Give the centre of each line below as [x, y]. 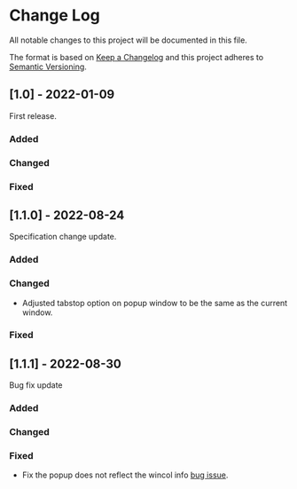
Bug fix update [36, 385]
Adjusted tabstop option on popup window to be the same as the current [155, 303]
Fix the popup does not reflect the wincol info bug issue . [125, 475]
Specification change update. [63, 237]
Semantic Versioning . [48, 67]
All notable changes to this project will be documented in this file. [129, 40]
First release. [33, 115]
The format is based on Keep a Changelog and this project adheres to [137, 57]
